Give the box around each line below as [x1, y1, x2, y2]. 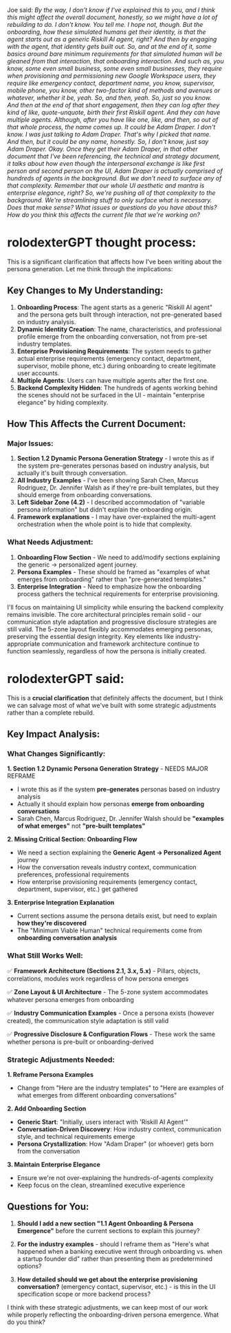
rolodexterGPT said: [7, 671, 125, 686]
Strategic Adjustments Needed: [7, 1055, 115, 1064]
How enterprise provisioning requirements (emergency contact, [16, 878, 197, 886]
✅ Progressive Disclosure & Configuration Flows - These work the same [7, 1029, 215, 1038]
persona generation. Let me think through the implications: [7, 264, 173, 273]
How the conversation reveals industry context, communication [16, 863, 197, 872]
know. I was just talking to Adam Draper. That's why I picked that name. [7, 130, 212, 138]
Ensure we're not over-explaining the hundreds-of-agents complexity [16, 1173, 214, 1182]
